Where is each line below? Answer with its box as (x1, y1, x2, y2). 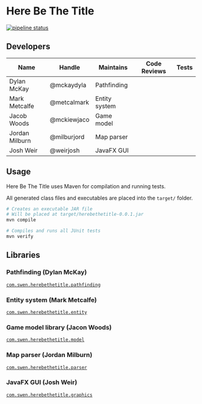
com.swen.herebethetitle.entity (6, 309, 87, 315)
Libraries (6, 250, 40, 260)
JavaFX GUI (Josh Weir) (6, 378, 78, 387)
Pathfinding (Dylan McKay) (6, 268, 87, 277)
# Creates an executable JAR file (6, 206, 93, 212)
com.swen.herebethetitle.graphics (6, 392, 93, 398)
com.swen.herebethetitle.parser (6, 364, 87, 370)
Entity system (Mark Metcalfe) (6, 296, 97, 304)
